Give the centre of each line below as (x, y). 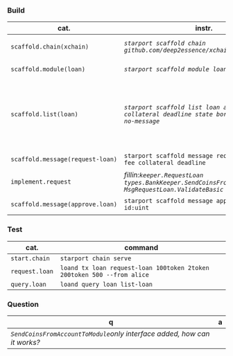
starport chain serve (96, 258)
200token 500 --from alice (104, 275)
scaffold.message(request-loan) (64, 159)
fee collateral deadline (165, 163)
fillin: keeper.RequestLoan (164, 175)
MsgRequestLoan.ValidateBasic (174, 190)
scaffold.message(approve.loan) (64, 204)
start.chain (31, 258)
